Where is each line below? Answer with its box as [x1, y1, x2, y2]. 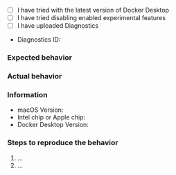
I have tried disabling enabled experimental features [17, 14, 166, 22]
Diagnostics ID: [17, 35, 61, 44]
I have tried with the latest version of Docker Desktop [17, 6, 170, 14]
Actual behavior [7, 72, 62, 81]
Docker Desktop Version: [17, 121, 89, 129]
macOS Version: [17, 106, 64, 114]
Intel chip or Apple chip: [17, 113, 86, 122]
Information [7, 90, 48, 99]
